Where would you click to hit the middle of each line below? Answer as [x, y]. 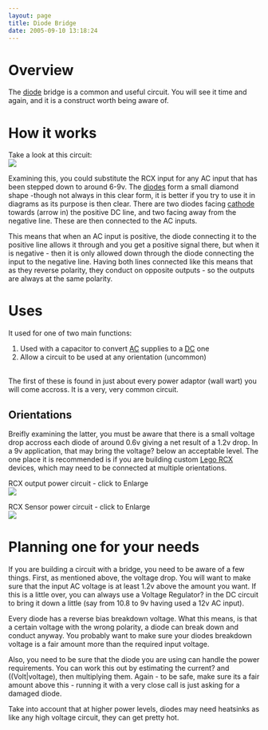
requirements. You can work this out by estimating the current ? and [119, 668]
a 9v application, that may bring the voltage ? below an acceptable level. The [134, 451]
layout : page [30, 16]
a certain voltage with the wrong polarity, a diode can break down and [124, 627]
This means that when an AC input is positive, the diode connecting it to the [132, 236]
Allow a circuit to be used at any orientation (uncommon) [113, 357]
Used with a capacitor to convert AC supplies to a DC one [114, 349]
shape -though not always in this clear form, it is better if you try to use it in [132, 196]
